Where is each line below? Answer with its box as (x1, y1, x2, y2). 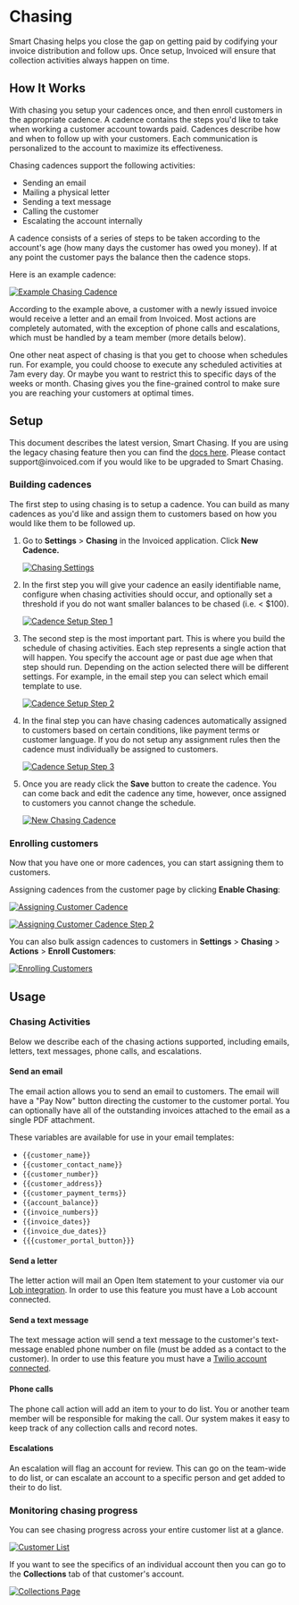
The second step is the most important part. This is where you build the (21, 633, 286, 643)
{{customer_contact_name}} (21, 1160, 123, 1169)
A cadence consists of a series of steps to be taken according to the (9, 233, 261, 243)
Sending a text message (21, 196, 112, 207)
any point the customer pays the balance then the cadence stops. (9, 251, 252, 262)
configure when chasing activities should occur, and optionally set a (21, 589, 273, 599)
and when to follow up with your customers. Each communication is (9, 132, 259, 144)
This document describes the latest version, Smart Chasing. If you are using (9, 437, 288, 448)
